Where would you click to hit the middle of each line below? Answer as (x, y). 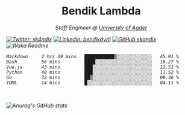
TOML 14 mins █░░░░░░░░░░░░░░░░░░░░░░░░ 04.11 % (93, 83)
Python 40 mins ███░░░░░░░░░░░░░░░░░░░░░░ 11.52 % (93, 72)
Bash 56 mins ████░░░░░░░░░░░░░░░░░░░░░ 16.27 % (93, 62)
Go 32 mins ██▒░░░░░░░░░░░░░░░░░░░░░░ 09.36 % (93, 77)
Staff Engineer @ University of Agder (101, 28)
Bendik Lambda (101, 11)
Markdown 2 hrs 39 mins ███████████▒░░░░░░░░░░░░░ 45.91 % (93, 56)
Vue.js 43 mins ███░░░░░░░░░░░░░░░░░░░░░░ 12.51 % (93, 67)
